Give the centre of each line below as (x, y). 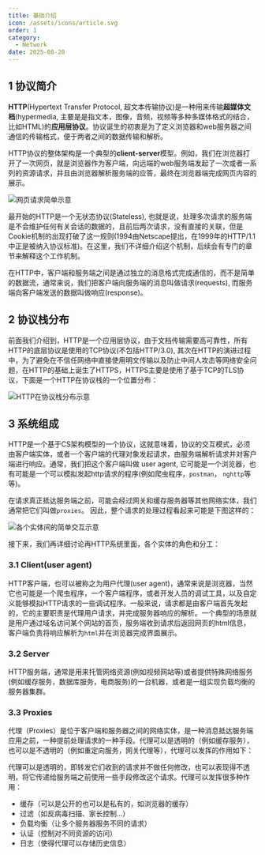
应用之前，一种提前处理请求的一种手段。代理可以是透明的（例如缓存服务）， (131, 740)
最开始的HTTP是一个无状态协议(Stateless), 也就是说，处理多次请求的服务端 (130, 216)
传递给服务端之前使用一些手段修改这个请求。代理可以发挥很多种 (139, 777)
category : (24, 38)
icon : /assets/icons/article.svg (63, 23)
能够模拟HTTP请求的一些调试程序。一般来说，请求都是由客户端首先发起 (131, 603)
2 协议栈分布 (39, 320)
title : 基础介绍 (32, 15)
